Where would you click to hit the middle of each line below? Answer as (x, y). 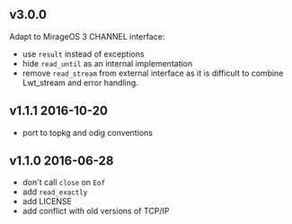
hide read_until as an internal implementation (107, 63)
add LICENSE (47, 202)
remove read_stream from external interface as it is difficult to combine (153, 73)
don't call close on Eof (64, 183)
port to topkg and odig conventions (87, 132)
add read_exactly (55, 192)
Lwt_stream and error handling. (80, 82)
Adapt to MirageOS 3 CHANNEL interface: (87, 36)
